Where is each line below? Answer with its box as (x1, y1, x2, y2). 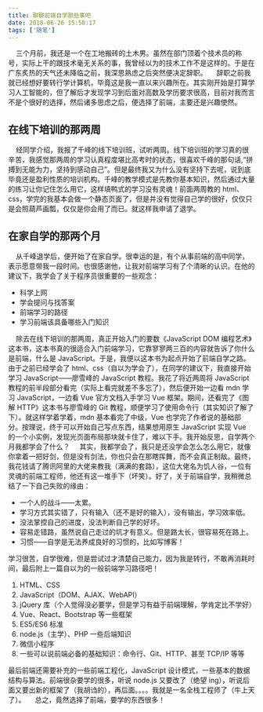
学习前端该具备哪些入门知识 (19, 317, 110, 327)
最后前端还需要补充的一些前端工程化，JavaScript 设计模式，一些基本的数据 (8, 666, 250, 675)
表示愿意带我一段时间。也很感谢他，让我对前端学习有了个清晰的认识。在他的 (8, 261, 255, 271)
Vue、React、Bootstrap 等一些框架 (19, 610, 133, 619)
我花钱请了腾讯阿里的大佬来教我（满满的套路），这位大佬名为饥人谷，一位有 (8, 462, 252, 471)
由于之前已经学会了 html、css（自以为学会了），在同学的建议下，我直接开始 (8, 363, 252, 373)
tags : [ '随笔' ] (8, 26, 56, 34)
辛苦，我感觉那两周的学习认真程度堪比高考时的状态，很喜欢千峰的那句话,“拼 (8, 155, 254, 165)
